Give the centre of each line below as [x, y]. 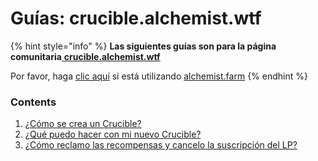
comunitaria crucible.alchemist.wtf [85, 56]
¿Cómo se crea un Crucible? [83, 124]
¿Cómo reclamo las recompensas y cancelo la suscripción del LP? [161, 145]
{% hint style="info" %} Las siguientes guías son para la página [143, 46]
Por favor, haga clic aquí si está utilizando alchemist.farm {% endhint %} [159, 76]
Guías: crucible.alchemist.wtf [136, 18]
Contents [33, 102]
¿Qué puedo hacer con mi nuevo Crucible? [113, 134]
